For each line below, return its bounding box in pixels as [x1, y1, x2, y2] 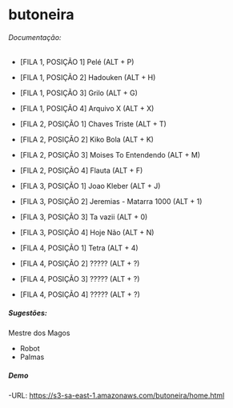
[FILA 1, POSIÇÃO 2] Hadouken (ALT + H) [19, 73, 156, 82]
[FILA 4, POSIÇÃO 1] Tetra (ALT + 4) [19, 243, 139, 253]
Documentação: [8, 32, 62, 42]
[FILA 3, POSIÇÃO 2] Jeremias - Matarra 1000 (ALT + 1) [19, 197, 203, 206]
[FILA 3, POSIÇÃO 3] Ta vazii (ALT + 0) [19, 212, 148, 222]
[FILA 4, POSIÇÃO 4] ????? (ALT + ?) [19, 290, 140, 299]
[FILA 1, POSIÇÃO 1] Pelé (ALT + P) [19, 58, 135, 67]
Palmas [19, 352, 45, 362]
